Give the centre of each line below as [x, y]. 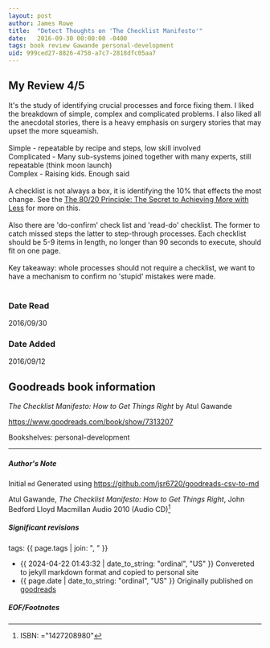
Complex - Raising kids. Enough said [69, 173]
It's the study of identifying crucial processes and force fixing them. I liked [131, 105]
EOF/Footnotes [34, 608]
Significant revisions [44, 527]
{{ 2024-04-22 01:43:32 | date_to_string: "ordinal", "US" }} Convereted [137, 563]
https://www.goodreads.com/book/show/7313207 [91, 422]
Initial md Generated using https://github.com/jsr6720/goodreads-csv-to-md [134, 484]
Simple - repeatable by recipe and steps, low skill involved [104, 148]
